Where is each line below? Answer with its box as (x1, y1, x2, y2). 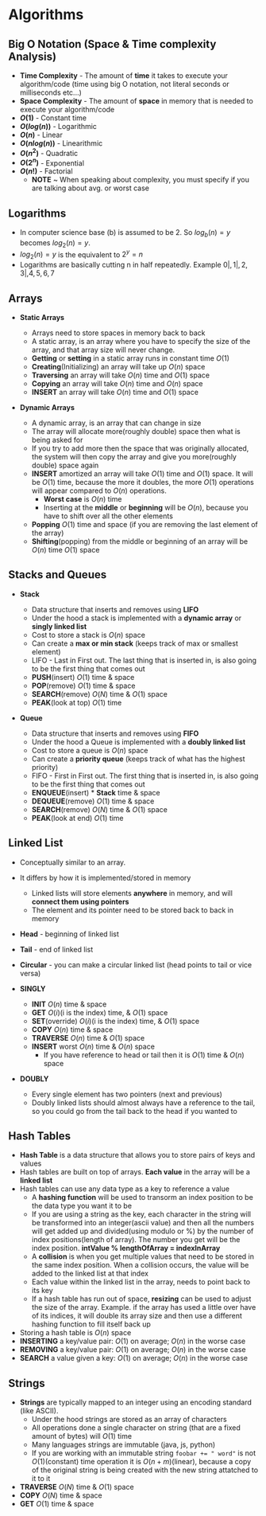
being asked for (31, 435, 83, 444)
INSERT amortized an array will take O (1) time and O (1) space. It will (31, 468, 253, 479)
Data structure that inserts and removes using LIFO (31, 604, 199, 614)
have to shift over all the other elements (43, 511, 173, 521)
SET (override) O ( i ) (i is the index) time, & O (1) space (31, 1016, 200, 1026)
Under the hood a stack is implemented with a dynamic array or (31, 613, 242, 623)
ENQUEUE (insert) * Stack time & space (31, 787, 160, 797)
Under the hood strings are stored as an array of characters (31, 1415, 228, 1424)
